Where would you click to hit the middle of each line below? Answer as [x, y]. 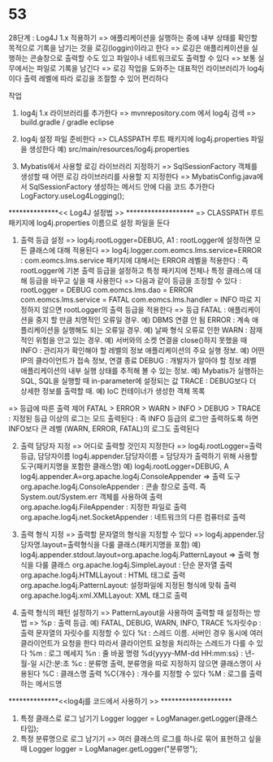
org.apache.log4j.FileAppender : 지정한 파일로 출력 [103, 507]
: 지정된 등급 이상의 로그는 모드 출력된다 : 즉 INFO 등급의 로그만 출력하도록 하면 [133, 418]
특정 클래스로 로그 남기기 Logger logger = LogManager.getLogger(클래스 [139, 718]
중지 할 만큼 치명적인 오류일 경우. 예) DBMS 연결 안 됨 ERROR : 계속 [143, 320]
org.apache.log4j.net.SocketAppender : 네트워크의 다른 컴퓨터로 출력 [133, 516]
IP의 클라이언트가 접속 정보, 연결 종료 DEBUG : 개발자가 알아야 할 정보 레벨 [139, 360]
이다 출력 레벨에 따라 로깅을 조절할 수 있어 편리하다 [89, 78]
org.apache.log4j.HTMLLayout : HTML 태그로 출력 [103, 575]
